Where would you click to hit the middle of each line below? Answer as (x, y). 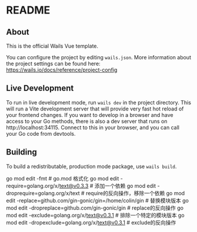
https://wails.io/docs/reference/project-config (62, 70)
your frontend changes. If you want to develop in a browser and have (90, 115)
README (28, 10)
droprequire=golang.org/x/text (43, 193)
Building (21, 152)
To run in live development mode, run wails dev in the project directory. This (98, 102)
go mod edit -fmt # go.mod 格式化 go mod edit (63, 178)
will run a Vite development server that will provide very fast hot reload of (95, 109)
